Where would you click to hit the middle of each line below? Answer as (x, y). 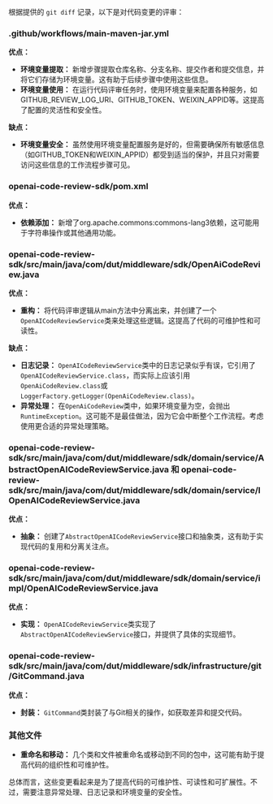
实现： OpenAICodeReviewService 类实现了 (88, 625)
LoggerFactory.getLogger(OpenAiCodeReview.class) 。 (109, 396)
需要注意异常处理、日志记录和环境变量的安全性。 (104, 792)
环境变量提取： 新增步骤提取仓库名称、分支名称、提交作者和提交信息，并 (142, 69)
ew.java (24, 274)
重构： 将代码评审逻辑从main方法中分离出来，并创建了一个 (118, 310)
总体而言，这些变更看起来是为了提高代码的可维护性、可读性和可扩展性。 (129, 782)
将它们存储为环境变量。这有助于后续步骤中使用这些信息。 (116, 80)
